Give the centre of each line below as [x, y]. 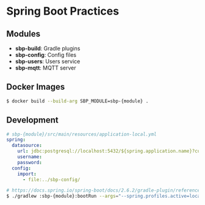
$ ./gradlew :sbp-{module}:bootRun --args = [63, 196]
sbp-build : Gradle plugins [48, 48]
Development [33, 120]
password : [30, 162]
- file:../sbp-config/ [51, 179]
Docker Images [36, 87]
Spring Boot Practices [63, 11]
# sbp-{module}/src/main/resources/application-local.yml [81, 134]
